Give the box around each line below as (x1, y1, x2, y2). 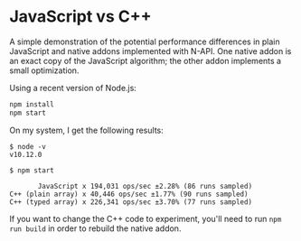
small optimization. (9, 65, 80, 76)
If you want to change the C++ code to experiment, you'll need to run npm (9, 213, 282, 224)
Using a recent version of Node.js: (9, 82, 137, 93)
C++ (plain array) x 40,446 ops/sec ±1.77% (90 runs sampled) (9, 190, 249, 199)
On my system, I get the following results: (9, 125, 165, 135)
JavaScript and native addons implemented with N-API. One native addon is (9, 45, 292, 56)
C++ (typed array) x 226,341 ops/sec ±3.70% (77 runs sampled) (9, 197, 253, 207)
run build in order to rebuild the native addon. (9, 223, 182, 234)
